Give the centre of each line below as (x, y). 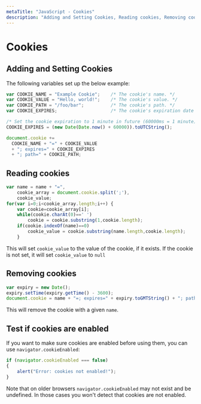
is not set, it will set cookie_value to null (56, 255)
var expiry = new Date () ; (38, 287)
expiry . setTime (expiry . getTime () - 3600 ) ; (60, 293)
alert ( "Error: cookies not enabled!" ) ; (67, 371)
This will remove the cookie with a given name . (62, 310)
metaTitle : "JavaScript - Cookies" (51, 12)
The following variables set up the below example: (68, 83)
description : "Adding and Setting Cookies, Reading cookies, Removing (96, 17)
